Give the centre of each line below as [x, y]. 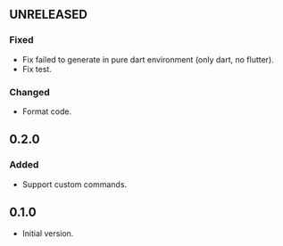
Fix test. [37, 69]
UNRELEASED [48, 15]
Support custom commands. [75, 184]
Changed [30, 92]
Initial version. [48, 234]
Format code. [47, 111]
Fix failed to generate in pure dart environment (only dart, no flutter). [148, 59]
